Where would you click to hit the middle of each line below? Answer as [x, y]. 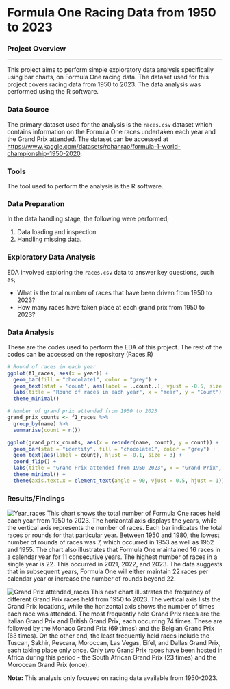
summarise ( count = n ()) [47, 430]
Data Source [28, 110]
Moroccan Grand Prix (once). [48, 665]
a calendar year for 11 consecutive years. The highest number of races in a [112, 557]
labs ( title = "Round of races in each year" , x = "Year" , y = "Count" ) [118, 392]
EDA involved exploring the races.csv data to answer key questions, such [111, 272]
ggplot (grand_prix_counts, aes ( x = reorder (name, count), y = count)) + [113, 442]
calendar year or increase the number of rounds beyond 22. [91, 579]
